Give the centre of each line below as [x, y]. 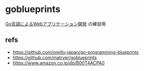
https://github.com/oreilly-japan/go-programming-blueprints [76, 52]
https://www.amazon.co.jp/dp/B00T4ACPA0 [59, 63]
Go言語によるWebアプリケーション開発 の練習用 [56, 24]
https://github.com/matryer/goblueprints [55, 57]
